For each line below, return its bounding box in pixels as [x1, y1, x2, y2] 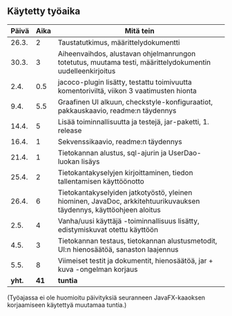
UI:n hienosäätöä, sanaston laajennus [57, 244, 179, 254]
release [57, 126, 82, 135]
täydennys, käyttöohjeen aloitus [57, 205, 161, 215]
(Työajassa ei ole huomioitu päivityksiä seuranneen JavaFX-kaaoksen [7, 293, 206, 302]
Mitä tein [124, 26, 155, 35]
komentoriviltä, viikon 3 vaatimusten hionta [57, 86, 197, 95]
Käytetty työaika [7, 6, 81, 17]
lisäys [81, 157, 100, 166]
